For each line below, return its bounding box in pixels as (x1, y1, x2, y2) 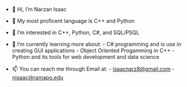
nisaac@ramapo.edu (11, 74, 64, 81)
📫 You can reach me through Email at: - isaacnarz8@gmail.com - (11, 65, 175, 72)
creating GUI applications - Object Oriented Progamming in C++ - (11, 47, 175, 54)
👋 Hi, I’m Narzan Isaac (11, 6, 67, 13)
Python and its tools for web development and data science (11, 53, 159, 60)
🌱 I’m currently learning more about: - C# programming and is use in (11, 41, 182, 47)
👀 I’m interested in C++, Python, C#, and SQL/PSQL (11, 29, 139, 36)
